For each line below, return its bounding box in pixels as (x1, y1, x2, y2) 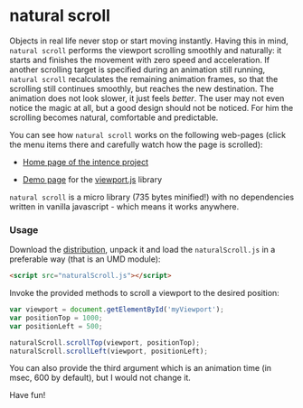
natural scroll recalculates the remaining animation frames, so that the (9, 73, 279, 84)
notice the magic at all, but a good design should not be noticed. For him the (9, 102, 294, 113)
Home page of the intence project (22, 156, 149, 167)
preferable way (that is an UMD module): (9, 254, 161, 264)
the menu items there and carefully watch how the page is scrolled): (9, 139, 263, 150)
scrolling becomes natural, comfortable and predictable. (9, 112, 219, 123)
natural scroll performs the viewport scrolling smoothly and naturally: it (9, 44, 282, 55)
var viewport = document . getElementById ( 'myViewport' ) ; (9, 305, 224, 314)
